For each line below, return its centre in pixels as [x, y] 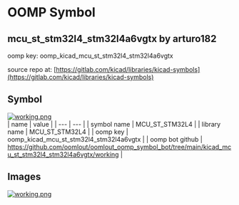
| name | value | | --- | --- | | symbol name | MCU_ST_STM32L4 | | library [114, 124]
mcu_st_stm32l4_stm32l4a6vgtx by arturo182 [112, 39]
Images [24, 177]
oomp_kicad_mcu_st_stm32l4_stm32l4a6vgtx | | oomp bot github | [105, 139]
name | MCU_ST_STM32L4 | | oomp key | [68, 132]
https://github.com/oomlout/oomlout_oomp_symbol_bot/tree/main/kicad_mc [119, 147]
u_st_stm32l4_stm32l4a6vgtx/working [63, 154]
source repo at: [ [32, 69]
